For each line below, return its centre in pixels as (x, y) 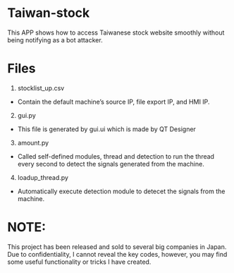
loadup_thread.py (43, 177)
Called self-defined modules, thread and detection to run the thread (116, 156)
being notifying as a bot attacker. (55, 40)
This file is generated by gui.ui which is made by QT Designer (106, 129)
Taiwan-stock (49, 13)
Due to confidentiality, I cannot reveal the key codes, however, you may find (117, 254)
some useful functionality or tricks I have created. (79, 262)
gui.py (27, 115)
